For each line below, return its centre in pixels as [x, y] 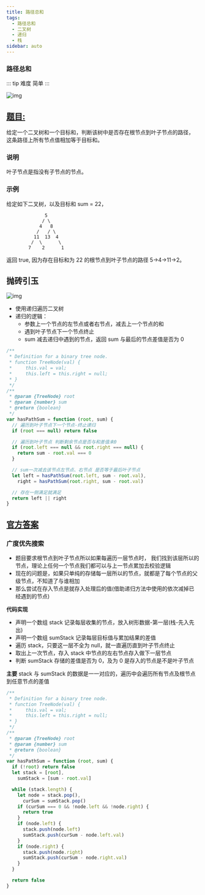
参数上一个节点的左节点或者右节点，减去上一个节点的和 [94, 324]
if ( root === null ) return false [54, 431]
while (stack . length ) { [42, 789]
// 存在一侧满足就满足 [36, 492]
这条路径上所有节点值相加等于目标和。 [54, 140]
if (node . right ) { [41, 847]
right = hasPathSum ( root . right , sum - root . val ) [80, 481]
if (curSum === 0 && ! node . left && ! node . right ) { [83, 807]
